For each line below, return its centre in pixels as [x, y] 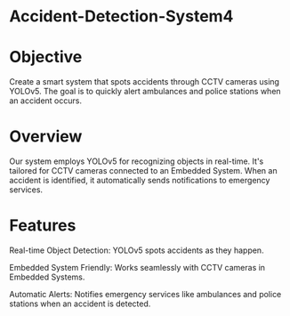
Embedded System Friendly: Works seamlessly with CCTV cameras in [137, 267]
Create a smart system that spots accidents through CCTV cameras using [145, 82]
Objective [46, 57]
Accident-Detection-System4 [121, 16]
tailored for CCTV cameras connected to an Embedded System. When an [143, 171]
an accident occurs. [46, 101]
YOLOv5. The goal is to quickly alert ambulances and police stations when [145, 92]
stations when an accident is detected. [80, 304]
